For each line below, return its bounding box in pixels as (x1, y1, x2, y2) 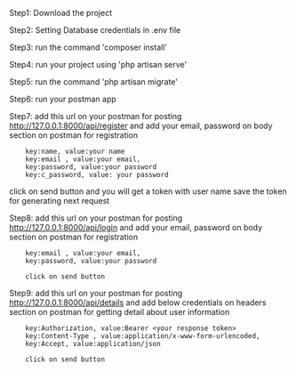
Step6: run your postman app (9, 93, 117, 104)
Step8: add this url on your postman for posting (9, 213, 183, 223)
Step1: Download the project (9, 8, 113, 18)
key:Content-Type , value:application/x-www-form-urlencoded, (25, 332, 260, 341)
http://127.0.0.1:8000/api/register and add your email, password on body (9, 120, 273, 131)
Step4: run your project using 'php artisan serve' (9, 60, 188, 69)
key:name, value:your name (25, 147, 125, 156)
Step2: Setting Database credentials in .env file (9, 25, 181, 35)
